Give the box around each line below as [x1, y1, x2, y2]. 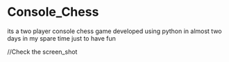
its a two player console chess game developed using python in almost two [7, 27, 222, 35]
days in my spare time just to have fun [7, 34, 117, 42]
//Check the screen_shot [7, 48, 78, 56]
